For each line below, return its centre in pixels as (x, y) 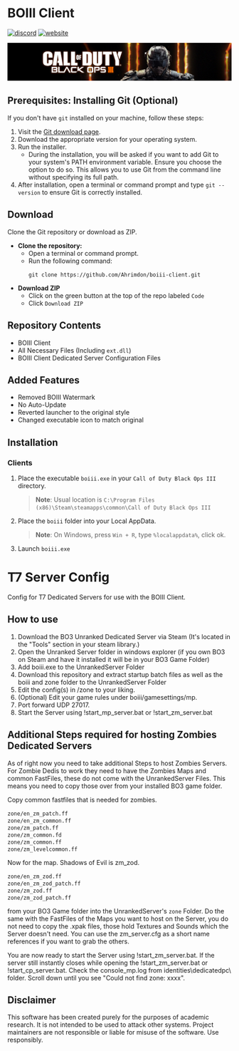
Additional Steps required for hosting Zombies (112, 735)
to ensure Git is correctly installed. (92, 192)
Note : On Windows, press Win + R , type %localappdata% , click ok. (131, 535)
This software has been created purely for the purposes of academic (108, 1018)
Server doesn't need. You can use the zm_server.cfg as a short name (108, 933)
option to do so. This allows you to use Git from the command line (124, 170)
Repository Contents (54, 326)
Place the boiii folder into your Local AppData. (87, 521)
